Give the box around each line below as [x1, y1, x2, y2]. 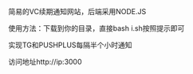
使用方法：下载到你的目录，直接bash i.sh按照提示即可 [8, 24, 185, 33]
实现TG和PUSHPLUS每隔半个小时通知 [8, 40, 133, 50]
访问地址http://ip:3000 [8, 57, 82, 66]
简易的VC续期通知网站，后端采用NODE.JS [8, 7, 147, 16]
